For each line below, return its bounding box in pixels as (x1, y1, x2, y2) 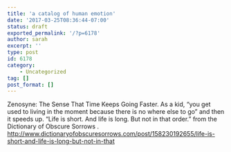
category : (7, 62, 36, 69)
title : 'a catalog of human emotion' (7, 10, 116, 17)
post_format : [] (7, 81, 54, 88)
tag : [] (7, 74, 30, 82)
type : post (7, 49, 39, 56)
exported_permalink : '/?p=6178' (7, 29, 100, 37)
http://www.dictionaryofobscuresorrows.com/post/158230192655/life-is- (7, 130, 216, 138)
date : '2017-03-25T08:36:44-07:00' (7, 17, 110, 24)
